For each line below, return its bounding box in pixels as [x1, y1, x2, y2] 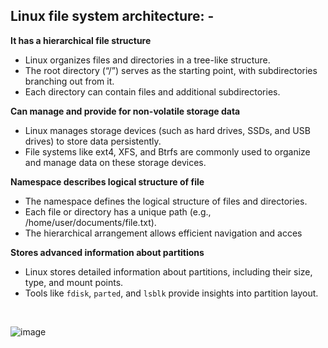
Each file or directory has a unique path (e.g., [24, 205, 212, 218]
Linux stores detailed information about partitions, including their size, [24, 265, 313, 278]
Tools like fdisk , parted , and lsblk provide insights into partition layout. [24, 287, 319, 299]
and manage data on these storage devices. [24, 156, 207, 168]
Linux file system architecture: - [10, 8, 215, 25]
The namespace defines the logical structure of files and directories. [24, 195, 308, 207]
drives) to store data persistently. [24, 135, 162, 147]
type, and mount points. [24, 276, 124, 288]
